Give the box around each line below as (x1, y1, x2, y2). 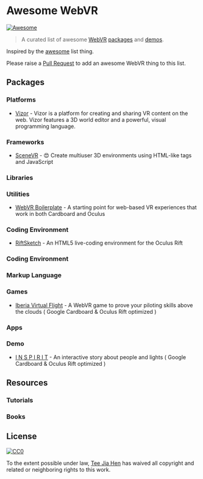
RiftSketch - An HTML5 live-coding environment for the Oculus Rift (15, 239, 183, 247)
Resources (6, 377, 48, 388)
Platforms (6, 95, 37, 104)
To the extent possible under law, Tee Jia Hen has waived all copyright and (6, 459, 194, 467)
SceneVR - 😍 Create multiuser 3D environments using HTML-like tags (15, 151, 192, 159)
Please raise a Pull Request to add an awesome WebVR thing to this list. (6, 59, 186, 67)
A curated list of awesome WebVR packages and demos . (21, 35, 164, 43)
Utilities (6, 190, 30, 198)
